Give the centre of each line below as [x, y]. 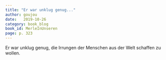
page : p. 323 [19, 33]
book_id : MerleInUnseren [31, 29]
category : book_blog [27, 24]
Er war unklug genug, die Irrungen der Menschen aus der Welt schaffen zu [83, 48]
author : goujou [21, 15]
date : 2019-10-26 [26, 19]
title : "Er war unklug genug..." [40, 10]
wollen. [13, 53]
